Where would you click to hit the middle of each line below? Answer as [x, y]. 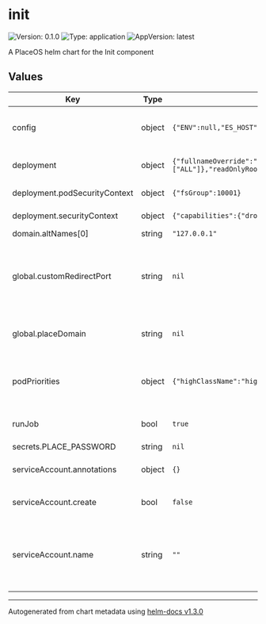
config [24, 127]
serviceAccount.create [54, 502]
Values [26, 77]
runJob [26, 423]
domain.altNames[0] [51, 233]
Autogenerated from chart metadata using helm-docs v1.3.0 [106, 611]
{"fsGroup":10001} [207, 193]
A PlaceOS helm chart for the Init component [81, 52]
